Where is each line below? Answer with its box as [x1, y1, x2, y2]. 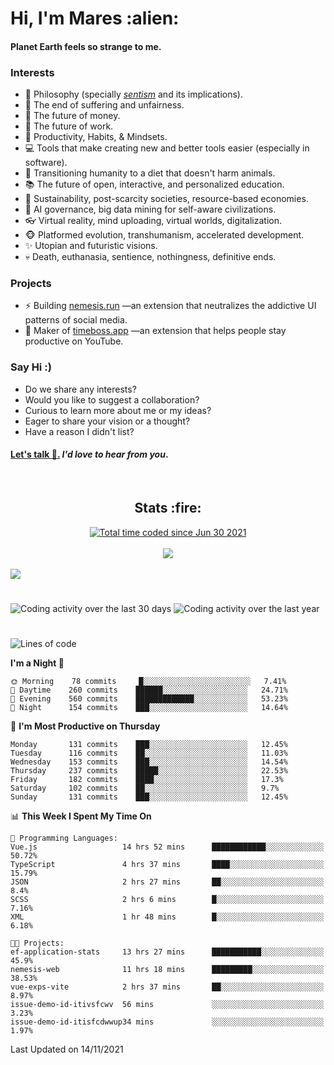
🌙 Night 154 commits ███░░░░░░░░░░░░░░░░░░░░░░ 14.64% [10, 703, 288, 713]
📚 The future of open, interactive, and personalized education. [24, 178, 285, 191]
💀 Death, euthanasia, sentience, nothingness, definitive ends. [24, 251, 277, 263]
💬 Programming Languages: [10, 833, 118, 844]
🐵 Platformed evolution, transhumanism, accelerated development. [24, 229, 305, 241]
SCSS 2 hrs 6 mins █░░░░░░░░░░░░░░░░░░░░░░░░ [10, 895, 325, 905]
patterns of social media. [24, 314, 128, 326]
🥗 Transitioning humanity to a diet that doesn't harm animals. [24, 167, 276, 179]
